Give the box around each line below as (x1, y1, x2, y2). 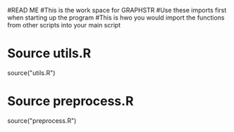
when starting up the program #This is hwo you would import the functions (7, 13, 225, 22)
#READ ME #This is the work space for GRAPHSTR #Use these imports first (7, 6, 227, 14)
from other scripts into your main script (7, 21, 121, 29)
